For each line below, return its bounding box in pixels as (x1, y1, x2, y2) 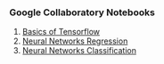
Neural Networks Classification (21, 45, 136, 56)
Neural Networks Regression (21, 36, 128, 46)
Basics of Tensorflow (21, 27, 101, 37)
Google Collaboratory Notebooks (9, 6, 156, 19)
